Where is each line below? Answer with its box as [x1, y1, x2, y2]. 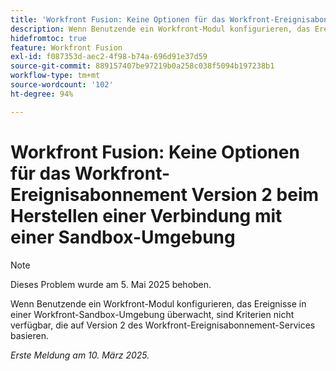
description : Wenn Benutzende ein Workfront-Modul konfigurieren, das [10, 24, 311, 34]
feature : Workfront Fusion [10, 42, 123, 53]
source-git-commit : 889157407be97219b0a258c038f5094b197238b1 [10, 61, 275, 71]
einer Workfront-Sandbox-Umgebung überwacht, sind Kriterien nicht [10, 308, 295, 320]
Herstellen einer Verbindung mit [10, 204, 283, 227]
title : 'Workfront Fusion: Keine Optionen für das [10, 14, 226, 25]
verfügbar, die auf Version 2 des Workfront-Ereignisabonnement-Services [10, 319, 316, 331]
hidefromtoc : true [10, 33, 87, 43]
